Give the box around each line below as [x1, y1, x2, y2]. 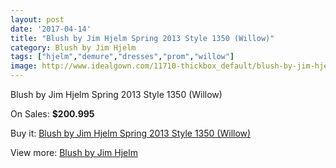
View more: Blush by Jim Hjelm [10, 147, 138, 158]
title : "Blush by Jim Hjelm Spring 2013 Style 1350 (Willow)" [10, 33, 275, 43]
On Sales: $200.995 [10, 108, 95, 120]
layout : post [10, 14, 65, 25]
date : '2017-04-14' [10, 24, 92, 34]
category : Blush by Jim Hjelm [10, 42, 137, 53]
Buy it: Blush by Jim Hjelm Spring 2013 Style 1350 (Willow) [10, 127, 252, 139]
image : [10, 61, 38, 71]
